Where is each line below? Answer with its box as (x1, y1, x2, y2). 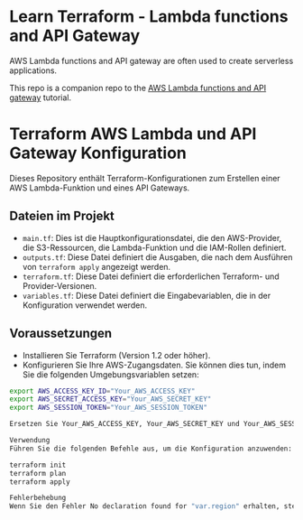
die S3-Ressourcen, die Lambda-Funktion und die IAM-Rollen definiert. (22, 242, 287, 253)
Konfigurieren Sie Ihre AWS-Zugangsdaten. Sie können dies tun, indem (22, 359, 287, 370)
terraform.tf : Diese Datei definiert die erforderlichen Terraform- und (22, 271, 280, 282)
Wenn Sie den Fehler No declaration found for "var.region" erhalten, (9, 502, 280, 511)
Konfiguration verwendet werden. (22, 300, 147, 311)
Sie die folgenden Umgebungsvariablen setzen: (22, 368, 200, 380)
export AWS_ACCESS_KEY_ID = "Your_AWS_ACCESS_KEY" (9, 386, 196, 395)
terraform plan (9, 469, 67, 478)
